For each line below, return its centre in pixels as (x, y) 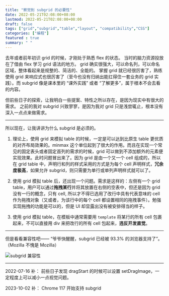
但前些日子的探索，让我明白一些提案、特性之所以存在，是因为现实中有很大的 (84, 100)
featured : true (22, 38)
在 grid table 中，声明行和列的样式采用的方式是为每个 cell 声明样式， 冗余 (88, 164)
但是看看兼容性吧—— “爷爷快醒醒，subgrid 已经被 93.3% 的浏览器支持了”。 (84, 239)
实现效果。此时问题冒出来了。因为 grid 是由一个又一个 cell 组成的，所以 (87, 157)
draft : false (19, 24)
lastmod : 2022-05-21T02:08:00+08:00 (44, 19)
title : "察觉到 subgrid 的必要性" (39, 10)
